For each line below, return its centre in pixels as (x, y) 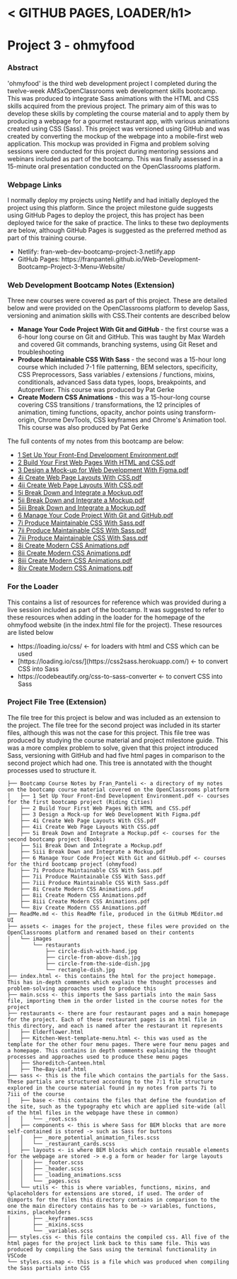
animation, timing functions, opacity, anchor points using (100, 413)
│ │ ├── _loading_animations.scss (64, 1175)
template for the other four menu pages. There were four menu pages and (118, 1044)
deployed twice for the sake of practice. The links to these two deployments (118, 222)
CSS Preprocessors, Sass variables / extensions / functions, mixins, (116, 375)
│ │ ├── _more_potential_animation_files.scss (83, 1138)
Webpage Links (35, 185)
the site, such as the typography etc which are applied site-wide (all (117, 1106)
